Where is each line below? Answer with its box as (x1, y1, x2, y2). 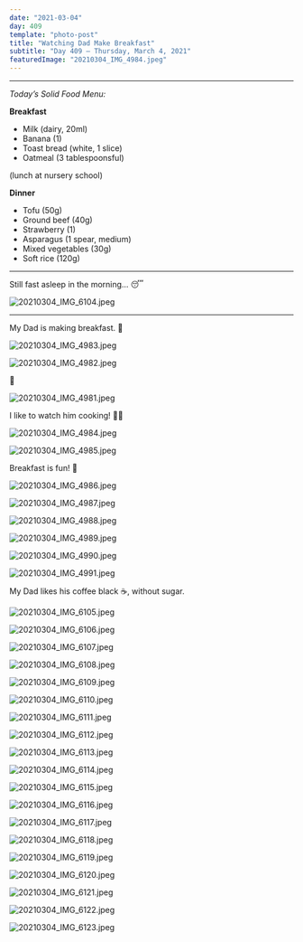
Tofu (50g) (22, 205, 63, 215)
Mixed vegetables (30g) (22, 243, 112, 254)
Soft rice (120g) (22, 253, 81, 263)
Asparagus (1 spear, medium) (22, 234, 133, 244)
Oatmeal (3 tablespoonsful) (22, 153, 124, 163)
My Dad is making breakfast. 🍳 (9, 323, 124, 333)
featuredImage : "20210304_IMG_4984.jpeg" (9, 55, 168, 64)
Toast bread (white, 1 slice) (22, 143, 124, 154)
